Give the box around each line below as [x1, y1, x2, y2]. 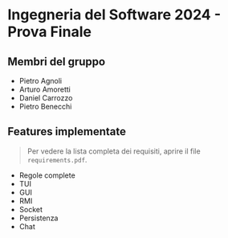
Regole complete [18, 170, 75, 180]
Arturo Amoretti [18, 84, 71, 94]
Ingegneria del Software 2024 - [7, 6, 222, 24]
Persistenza [18, 213, 59, 223]
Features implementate [7, 125, 126, 138]
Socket [18, 204, 43, 214]
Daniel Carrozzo [18, 93, 73, 102]
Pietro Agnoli [18, 76, 62, 85]
